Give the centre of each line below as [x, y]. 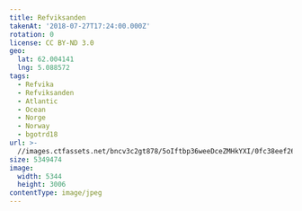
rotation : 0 [31, 34]
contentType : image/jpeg [56, 193]
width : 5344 [40, 176]
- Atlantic [38, 101]
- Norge [32, 118]
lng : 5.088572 [44, 68]
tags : [19, 76]
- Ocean [32, 110]
